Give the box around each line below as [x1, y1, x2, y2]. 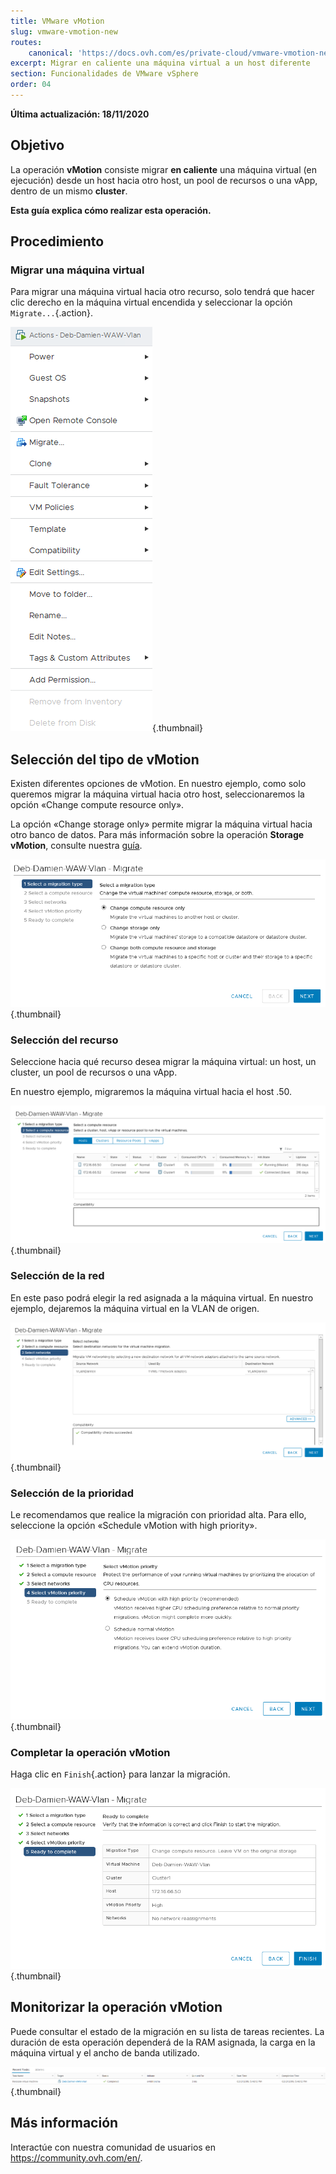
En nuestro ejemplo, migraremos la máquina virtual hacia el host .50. [10, 1086, 293, 1097]
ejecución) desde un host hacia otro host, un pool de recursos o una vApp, [10, 174, 318, 186]
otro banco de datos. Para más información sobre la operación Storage [10, 829, 305, 841]
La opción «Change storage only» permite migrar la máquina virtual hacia [10, 818, 313, 830]
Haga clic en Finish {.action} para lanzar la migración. [10, 1768, 231, 1780]
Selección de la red [10, 1269, 105, 1283]
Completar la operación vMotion [10, 1745, 171, 1759]
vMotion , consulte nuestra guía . [10, 840, 143, 852]
